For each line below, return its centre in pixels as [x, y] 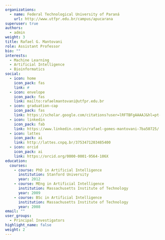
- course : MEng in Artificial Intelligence [59, 184]
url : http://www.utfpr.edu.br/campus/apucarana [63, 19]
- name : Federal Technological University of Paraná [65, 14]
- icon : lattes [25, 134]
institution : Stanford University [54, 175]
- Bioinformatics [27, 69]
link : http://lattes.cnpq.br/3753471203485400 [62, 143]
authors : [14, 28]
